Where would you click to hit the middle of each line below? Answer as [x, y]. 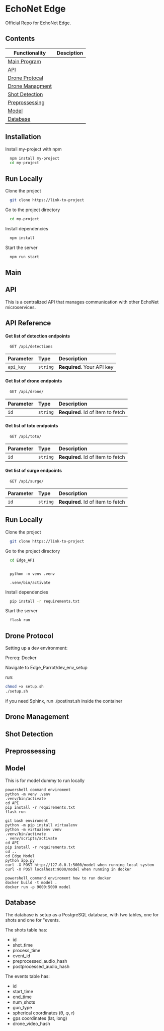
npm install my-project [34, 158]
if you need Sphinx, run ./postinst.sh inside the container [64, 701]
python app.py [20, 860]
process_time [26, 950]
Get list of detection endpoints [38, 336]
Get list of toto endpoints [32, 426]
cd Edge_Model [20, 856]
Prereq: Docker [21, 658]
